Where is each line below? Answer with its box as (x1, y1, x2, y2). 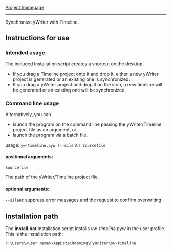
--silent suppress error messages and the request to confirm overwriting (5, 197, 162, 203)
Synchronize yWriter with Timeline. (5, 19, 79, 25)
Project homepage (5, 5, 45, 10)
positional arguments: (5, 153, 53, 160)
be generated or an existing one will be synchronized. (12, 87, 126, 93)
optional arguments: (5, 186, 50, 192)
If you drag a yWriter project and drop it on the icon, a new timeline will (12, 81, 162, 87)
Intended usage (5, 49, 45, 56)
